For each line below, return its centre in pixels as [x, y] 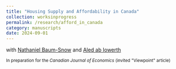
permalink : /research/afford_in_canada [54, 22]
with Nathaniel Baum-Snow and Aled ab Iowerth [64, 50]
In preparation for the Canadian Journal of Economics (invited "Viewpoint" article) [88, 61]
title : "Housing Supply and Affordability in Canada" [73, 11]
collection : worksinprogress [41, 17]
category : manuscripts [34, 28]
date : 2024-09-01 [27, 33]
